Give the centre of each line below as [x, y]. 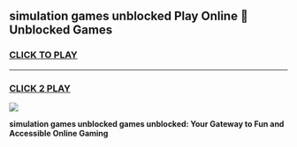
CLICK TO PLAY [43, 55]
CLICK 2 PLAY [40, 88]
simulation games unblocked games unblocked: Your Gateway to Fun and [147, 123]
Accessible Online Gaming [59, 133]
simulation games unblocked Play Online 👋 [129, 16]
